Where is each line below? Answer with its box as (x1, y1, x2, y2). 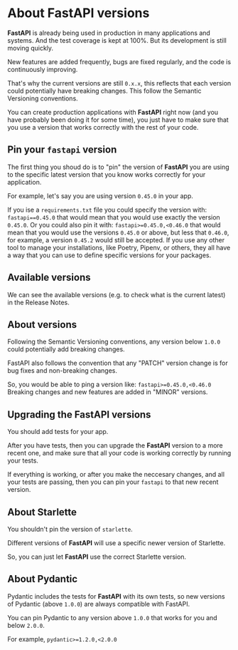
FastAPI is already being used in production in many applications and (7, 29, 211, 37)
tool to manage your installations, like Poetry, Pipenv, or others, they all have (7, 243, 231, 252)
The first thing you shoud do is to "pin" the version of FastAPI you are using (7, 162, 229, 171)
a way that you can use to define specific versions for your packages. (7, 251, 212, 259)
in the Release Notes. (7, 298, 70, 306)
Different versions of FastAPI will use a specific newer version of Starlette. (7, 539, 226, 547)
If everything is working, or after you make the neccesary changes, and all (7, 470, 225, 479)
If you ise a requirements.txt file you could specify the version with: (7, 205, 207, 214)
